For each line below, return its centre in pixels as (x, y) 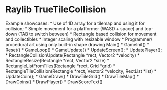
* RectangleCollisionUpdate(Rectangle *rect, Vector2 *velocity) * (72, 55)
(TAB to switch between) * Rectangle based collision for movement (87, 34)
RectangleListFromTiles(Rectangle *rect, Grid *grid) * (60, 66)
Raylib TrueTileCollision (56, 9)
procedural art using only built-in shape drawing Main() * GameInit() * (77, 44)
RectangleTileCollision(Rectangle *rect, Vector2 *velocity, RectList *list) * (81, 71)
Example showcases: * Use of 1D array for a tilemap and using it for (75, 23)
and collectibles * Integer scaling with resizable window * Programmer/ (79, 39)
